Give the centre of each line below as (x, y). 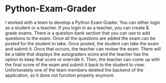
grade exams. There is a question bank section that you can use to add (78, 33)
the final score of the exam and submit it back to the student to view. (75, 65)
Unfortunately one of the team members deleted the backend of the (74, 70)
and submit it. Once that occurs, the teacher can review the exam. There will (83, 49)
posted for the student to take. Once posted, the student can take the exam (82, 43)
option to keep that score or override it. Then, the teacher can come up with (83, 59)
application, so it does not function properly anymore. (60, 75)
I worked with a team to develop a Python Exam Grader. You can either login (83, 22)
